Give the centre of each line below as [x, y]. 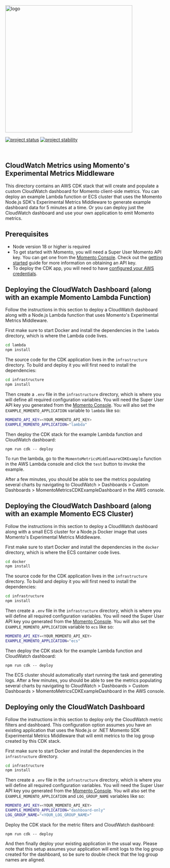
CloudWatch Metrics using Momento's [67, 166]
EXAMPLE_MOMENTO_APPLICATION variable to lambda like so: [63, 410]
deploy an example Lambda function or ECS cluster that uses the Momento [84, 197]
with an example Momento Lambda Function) [78, 298]
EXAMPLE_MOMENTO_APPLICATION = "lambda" [46, 425]
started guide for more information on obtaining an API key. [75, 263]
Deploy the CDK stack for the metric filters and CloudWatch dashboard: [80, 825]
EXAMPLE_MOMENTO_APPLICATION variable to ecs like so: [60, 627]
